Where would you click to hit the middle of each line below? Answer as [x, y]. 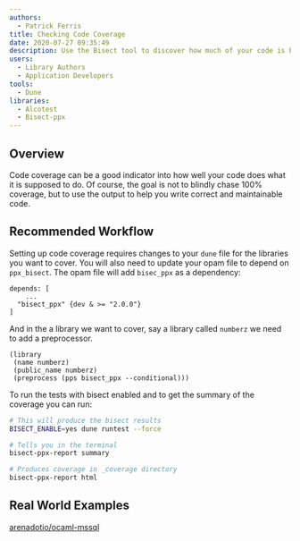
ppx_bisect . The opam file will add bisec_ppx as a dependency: [125, 272]
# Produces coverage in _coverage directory [93, 469]
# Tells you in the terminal [63, 445]
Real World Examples [69, 506]
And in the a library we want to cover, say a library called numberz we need [146, 328]
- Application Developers [66, 76]
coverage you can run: [50, 404]
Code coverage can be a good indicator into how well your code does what [147, 174]
